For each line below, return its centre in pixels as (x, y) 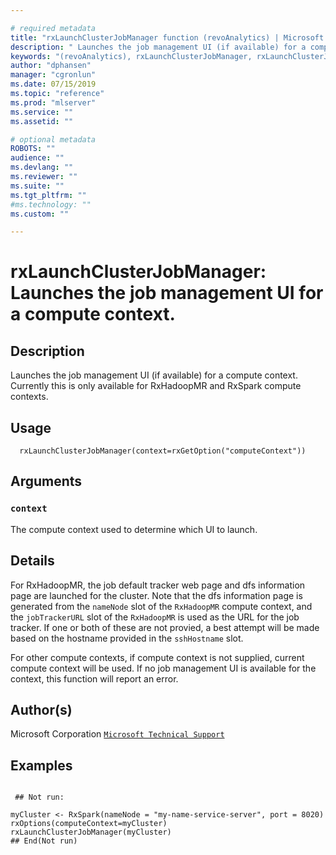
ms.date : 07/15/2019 (53, 84)
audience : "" (37, 158)
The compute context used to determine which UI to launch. (134, 529)
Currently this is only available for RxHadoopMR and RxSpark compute (156, 386)
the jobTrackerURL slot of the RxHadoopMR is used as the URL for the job (155, 617)
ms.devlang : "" (42, 167)
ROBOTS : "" (33, 149)
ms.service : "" (42, 112)
